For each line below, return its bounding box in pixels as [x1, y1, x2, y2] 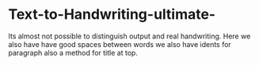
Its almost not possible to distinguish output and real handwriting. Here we [8, 31, 251, 41]
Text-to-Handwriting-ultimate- [8, 5, 216, 23]
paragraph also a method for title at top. [8, 48, 139, 57]
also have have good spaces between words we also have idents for [8, 39, 231, 49]
